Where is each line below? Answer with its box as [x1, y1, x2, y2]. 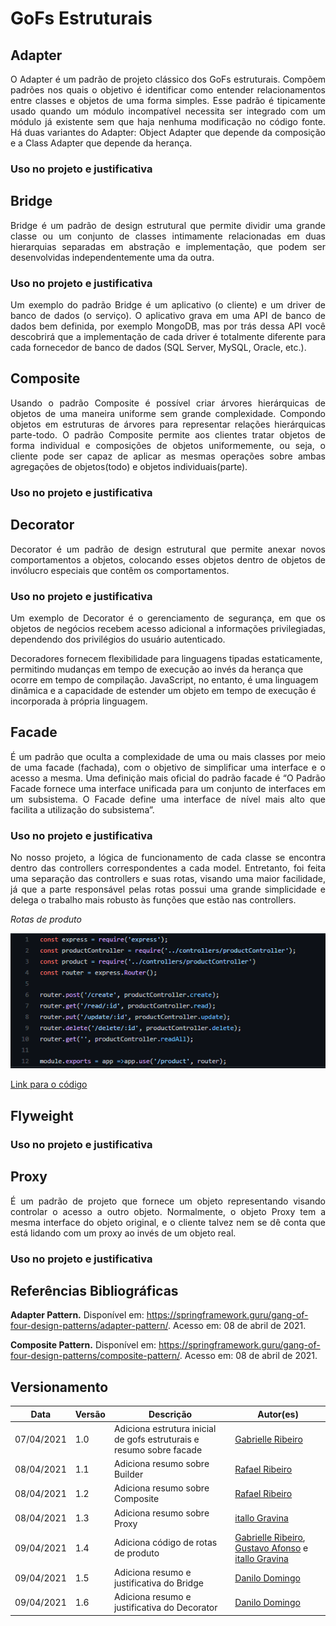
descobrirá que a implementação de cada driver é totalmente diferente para [10, 331, 326, 343]
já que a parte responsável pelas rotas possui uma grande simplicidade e [10, 883, 326, 895]
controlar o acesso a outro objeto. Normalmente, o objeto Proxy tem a [10, 1205, 326, 1217]
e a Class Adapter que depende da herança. [10, 137, 193, 149]
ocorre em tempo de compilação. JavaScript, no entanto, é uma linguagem [10, 673, 319, 686]
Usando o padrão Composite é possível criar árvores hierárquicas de [10, 397, 326, 409]
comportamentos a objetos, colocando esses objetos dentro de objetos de [10, 553, 326, 566]
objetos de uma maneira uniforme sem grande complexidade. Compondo [10, 407, 326, 419]
